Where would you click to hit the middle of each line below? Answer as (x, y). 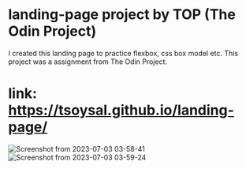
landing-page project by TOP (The (122, 15)
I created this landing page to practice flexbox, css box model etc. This (123, 53)
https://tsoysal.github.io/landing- (121, 110)
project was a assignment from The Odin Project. (88, 62)
